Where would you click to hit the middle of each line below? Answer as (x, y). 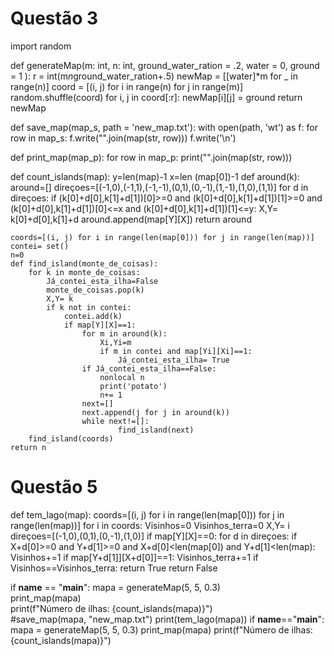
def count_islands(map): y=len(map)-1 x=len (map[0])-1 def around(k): (155, 176)
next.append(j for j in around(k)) (155, 412)
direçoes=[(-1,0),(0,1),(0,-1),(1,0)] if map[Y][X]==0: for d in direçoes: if (154, 536)
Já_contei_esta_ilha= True (173, 360)
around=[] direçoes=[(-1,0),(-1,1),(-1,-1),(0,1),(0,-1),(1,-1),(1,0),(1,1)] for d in (159, 187)
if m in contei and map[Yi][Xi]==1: (176, 351)
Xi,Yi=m (115, 342)
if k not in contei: (89, 307)
